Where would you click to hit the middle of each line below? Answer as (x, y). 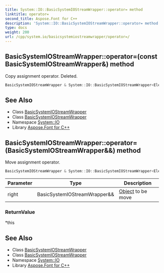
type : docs (16, 28)
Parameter (20, 183)
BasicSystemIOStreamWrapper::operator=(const (81, 57)
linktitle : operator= (27, 14)
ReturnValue (20, 212)
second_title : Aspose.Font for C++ (41, 19)
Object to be (133, 191)
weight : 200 (17, 32)
